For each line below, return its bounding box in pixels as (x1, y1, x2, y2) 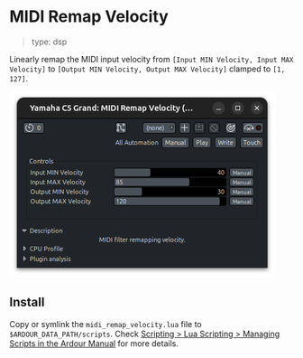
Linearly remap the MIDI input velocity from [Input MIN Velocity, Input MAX (9, 53, 294, 64)
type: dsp (31, 36, 68, 47)
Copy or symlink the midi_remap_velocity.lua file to (9, 318, 202, 329)
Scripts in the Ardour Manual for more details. (9, 337, 179, 349)
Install (9, 295, 45, 310)
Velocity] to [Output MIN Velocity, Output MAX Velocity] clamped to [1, (9, 63, 286, 74)
